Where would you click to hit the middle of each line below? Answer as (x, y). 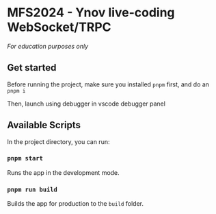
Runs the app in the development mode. (63, 172)
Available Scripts (44, 125)
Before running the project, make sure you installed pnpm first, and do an (108, 84)
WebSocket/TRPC (59, 27)
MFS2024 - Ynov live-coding (91, 13)
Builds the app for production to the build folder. (76, 204)
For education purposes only (48, 46)
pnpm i (16, 91)
